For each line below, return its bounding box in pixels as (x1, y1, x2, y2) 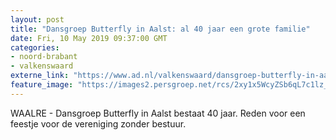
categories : (10, 42, 60, 53)
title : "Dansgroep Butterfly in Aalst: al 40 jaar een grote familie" (10, 24, 311, 34)
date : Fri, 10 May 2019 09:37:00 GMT (10, 33, 168, 43)
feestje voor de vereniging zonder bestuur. (10, 117, 187, 130)
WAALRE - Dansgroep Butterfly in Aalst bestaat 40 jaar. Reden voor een (10, 107, 306, 119)
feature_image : (10, 80, 74, 90)
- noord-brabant (10, 52, 78, 62)
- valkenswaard (10, 61, 74, 71)
